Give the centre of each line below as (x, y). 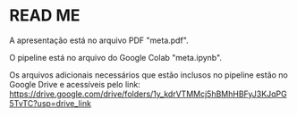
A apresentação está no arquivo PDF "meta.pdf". (99, 40)
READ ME (45, 16)
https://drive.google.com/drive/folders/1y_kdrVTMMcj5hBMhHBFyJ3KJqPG (148, 94)
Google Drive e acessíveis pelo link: (75, 84)
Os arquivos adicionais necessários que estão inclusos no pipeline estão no (148, 75)
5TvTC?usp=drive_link (51, 103)
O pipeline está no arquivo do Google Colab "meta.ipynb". (115, 57)
